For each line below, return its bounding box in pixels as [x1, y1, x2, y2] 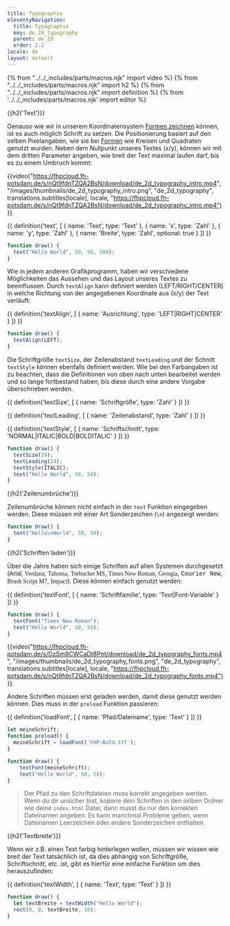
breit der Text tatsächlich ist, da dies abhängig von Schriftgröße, [7, 853, 189, 861]
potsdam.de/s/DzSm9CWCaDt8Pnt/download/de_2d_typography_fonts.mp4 [7, 650, 222, 658]
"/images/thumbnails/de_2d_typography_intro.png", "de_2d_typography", [7, 186, 214, 194]
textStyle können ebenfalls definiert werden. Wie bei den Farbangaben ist [7, 363, 218, 371]
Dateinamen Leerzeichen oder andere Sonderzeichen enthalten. [23, 818, 206, 827]
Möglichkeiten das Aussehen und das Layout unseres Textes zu [7, 275, 187, 283]
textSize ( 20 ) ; [13, 451, 54, 459]
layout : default [7, 55, 54, 62]
